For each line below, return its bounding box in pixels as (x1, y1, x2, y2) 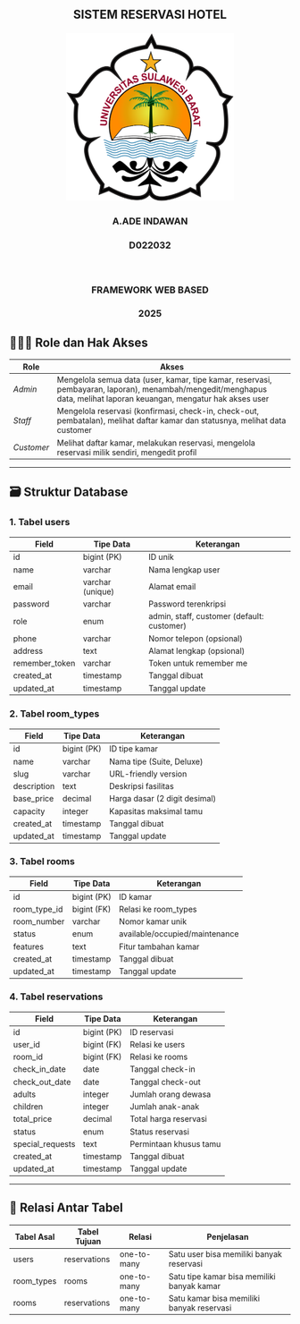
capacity (12, 805, 46, 817)
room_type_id (12, 904, 63, 914)
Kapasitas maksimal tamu (108, 805, 204, 817)
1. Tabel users (9, 516, 71, 529)
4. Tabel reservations (9, 990, 104, 1003)
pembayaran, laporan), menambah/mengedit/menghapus (56, 384, 268, 395)
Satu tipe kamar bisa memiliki (168, 1270, 277, 1282)
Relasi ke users (129, 1039, 186, 1049)
